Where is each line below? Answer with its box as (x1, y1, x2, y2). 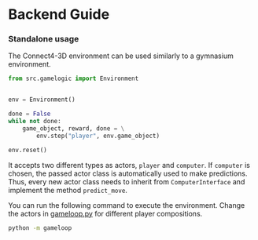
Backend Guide (8, 5, 110, 24)
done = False (8, 110, 51, 118)
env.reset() (8, 146, 47, 154)
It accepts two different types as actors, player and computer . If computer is (8, 160, 250, 169)
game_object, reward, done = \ (22, 124, 125, 133)
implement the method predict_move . (8, 185, 128, 195)
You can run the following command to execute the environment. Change (8, 200, 245, 209)
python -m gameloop (8, 224, 72, 232)
